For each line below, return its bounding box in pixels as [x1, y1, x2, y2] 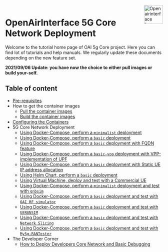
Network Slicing [19, 220, 54, 225]
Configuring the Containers [12, 118, 69, 124]
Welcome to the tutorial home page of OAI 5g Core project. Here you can [5, 44, 155, 50]
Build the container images [19, 113, 75, 119]
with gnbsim [19, 187, 44, 194]
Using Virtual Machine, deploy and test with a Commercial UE [19, 177, 146, 183]
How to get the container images [12, 102, 80, 109]
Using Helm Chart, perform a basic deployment [19, 172, 117, 178]
